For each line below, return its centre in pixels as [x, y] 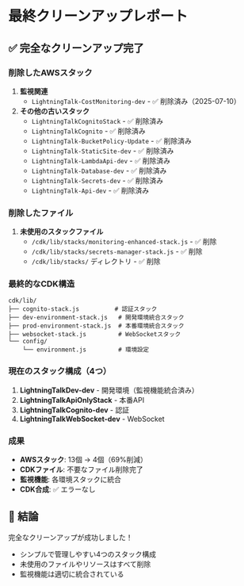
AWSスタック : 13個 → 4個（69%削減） [84, 460]
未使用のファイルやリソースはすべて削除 [85, 564]
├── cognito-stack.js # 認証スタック [83, 309]
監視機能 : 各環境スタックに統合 [70, 480]
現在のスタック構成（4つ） [60, 371]
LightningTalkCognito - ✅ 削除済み [88, 131]
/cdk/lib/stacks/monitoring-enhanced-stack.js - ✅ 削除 [124, 242]
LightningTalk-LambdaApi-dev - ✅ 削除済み [101, 160]
